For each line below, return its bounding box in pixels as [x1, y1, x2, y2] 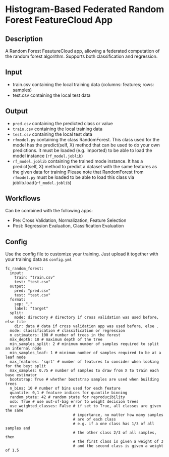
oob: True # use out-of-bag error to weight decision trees [10, 399, 139, 404]
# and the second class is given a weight [73, 443, 164, 449]
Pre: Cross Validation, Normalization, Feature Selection [12, 217, 127, 223]
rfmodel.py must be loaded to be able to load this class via [12, 174, 135, 180]
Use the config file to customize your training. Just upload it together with [5, 251, 159, 257]
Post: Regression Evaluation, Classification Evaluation [12, 223, 124, 229]
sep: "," [14, 301, 33, 307]
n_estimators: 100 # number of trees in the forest [10, 333, 121, 338]
